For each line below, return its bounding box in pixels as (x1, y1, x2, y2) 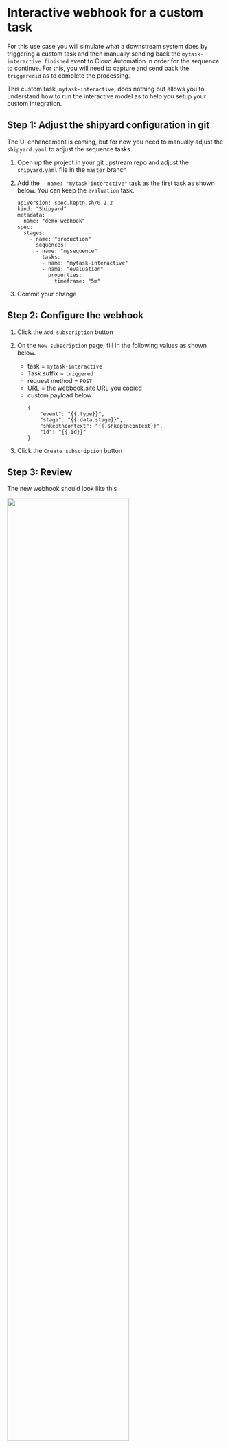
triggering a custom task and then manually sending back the (7, 50, 181, 58)
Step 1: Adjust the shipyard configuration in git (7, 119, 210, 131)
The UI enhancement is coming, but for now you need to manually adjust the (7, 138, 224, 146)
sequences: (35, 241, 67, 248)
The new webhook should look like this (7, 485, 117, 493)
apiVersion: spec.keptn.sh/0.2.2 (16, 199, 113, 206)
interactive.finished (7, 58, 69, 65)
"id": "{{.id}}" (40, 428, 87, 435)
